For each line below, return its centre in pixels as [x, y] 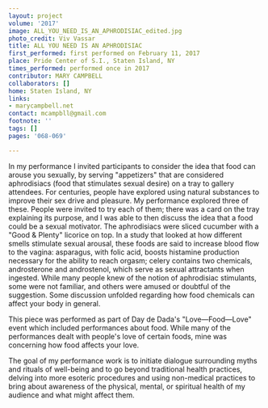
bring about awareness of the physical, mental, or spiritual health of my [127, 386]
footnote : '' [30, 121]
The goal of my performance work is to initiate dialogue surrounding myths [133, 360]
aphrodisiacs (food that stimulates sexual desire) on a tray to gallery [121, 183]
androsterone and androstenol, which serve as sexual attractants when [126, 269]
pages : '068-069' [38, 136]
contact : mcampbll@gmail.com [57, 114]
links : [19, 99]
